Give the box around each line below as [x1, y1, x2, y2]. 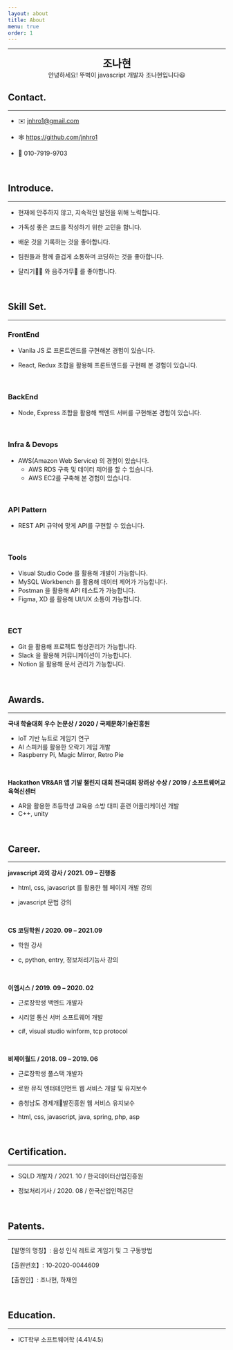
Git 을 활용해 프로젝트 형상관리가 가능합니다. [17, 643, 137, 651]
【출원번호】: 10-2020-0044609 [8, 1261, 100, 1269]
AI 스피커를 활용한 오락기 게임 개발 [17, 743, 111, 751]
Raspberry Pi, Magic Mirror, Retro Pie [17, 751, 124, 759]
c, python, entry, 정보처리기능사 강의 [17, 956, 119, 964]
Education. [8, 1309, 56, 1322]
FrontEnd [8, 329, 40, 339]
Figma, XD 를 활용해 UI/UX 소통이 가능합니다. [17, 595, 142, 603]
